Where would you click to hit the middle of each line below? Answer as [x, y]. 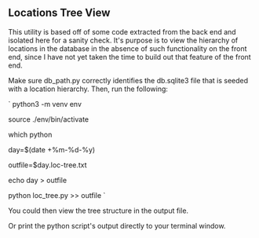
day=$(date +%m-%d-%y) [52, 149]
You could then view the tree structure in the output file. [98, 211]
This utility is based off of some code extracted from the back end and [122, 31]
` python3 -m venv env [45, 104]
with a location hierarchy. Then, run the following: [88, 89]
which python [30, 134]
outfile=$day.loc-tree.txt [48, 165]
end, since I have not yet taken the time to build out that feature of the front [129, 57]
